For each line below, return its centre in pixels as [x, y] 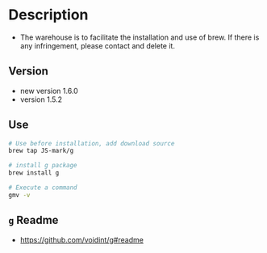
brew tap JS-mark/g [41, 151]
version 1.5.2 [41, 99]
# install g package [43, 166]
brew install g [34, 173]
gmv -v [19, 195]
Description [48, 15]
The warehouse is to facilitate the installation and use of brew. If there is [140, 37]
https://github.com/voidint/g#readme [81, 239]
